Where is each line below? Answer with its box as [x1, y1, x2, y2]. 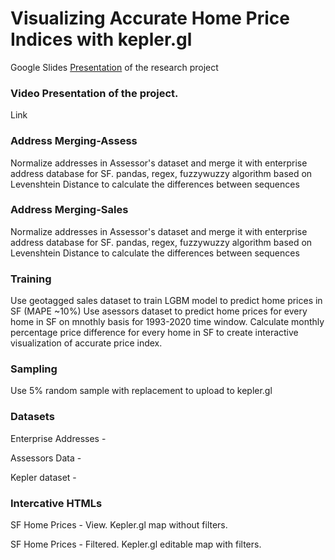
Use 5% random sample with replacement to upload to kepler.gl [10, 385, 273, 397]
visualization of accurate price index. [10, 337, 163, 349]
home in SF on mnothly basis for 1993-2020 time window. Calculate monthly [10, 316, 325, 328]
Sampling [10, 362, 58, 376]
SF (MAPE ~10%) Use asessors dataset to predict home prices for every [10, 305, 308, 317]
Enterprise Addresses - [10, 432, 107, 444]
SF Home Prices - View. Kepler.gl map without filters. [10, 519, 228, 531]
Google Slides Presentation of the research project [10, 61, 219, 73]
